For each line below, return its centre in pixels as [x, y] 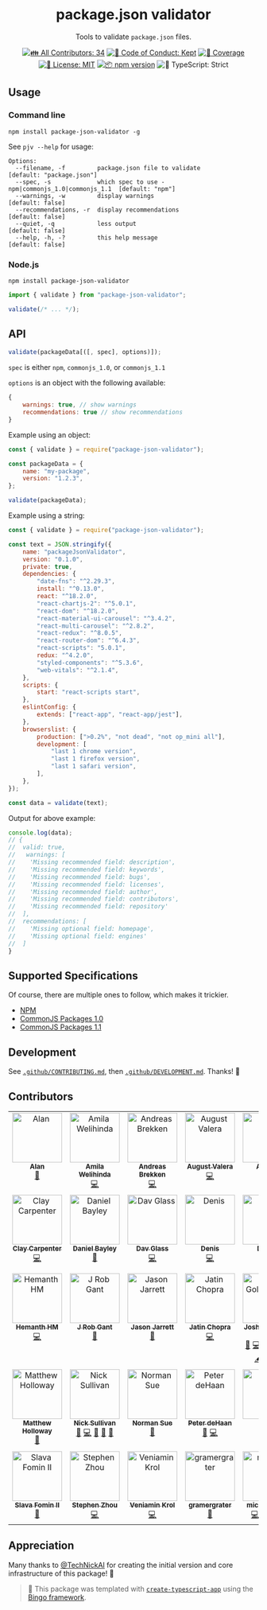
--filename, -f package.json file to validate [108, 168]
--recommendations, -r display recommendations [97, 210]
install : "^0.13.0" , [71, 589]
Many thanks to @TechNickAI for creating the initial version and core [121, 1565]
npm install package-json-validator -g [74, 132]
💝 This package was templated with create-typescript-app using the [141, 1589]
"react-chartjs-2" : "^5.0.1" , [87, 603]
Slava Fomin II [37, 1505]
